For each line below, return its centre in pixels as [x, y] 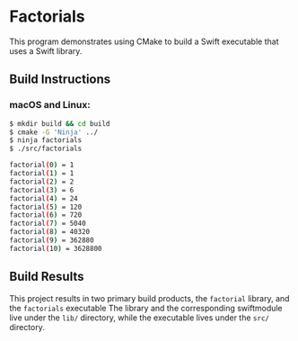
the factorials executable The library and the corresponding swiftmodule [146, 308]
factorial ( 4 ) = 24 [44, 198]
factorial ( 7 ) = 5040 [48, 224]
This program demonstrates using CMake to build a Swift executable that [144, 41]
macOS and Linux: [50, 105]
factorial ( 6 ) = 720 [46, 215]
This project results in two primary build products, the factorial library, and [149, 298]
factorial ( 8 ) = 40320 [50, 232]
